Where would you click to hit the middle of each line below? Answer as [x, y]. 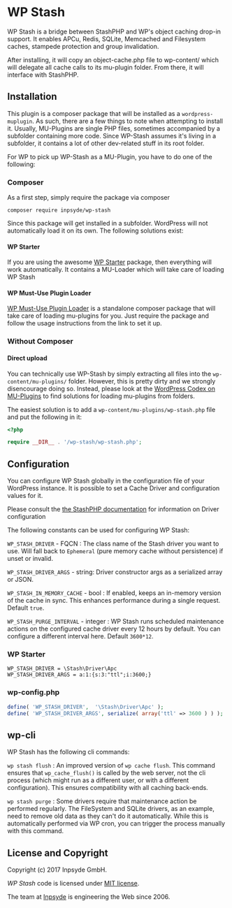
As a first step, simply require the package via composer [88, 198]
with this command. [36, 831]
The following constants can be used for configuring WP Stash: [99, 530]
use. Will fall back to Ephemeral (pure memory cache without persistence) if [115, 551]
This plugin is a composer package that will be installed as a [94, 113]
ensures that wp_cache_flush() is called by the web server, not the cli [107, 773]
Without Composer [40, 342]
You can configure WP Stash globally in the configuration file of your [106, 481]
